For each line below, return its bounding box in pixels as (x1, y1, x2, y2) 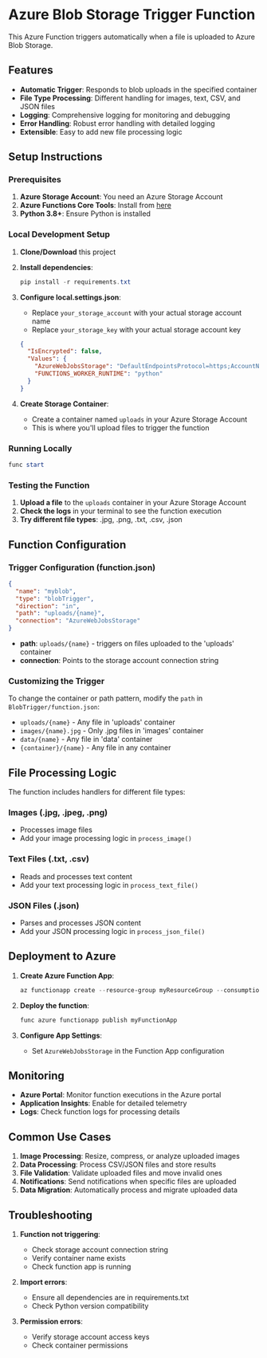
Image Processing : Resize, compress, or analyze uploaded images (19, 1152, 241, 1161)
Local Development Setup (8, 229, 110, 240)
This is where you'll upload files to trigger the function (31, 422, 210, 432)
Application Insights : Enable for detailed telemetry (19, 1098, 187, 1109)
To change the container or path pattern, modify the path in (8, 693, 203, 703)
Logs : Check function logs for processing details (19, 1107, 181, 1117)
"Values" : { (27, 355, 67, 363)
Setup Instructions (8, 150, 103, 164)
